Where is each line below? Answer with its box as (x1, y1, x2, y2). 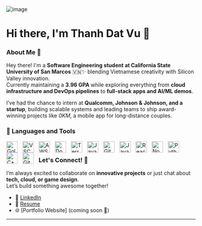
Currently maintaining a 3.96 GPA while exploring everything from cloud (6, 81, 186, 88)
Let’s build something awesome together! (6, 182, 109, 189)
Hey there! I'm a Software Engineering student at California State (6, 62, 171, 69)
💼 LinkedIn (14, 194, 41, 201)
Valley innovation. (6, 75, 50, 82)
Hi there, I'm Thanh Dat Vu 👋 (6, 27, 150, 40)
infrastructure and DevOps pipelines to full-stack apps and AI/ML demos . (6, 88, 194, 95)
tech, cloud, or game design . (6, 176, 79, 183)
